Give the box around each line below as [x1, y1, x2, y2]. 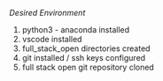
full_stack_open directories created [21, 43, 151, 54]
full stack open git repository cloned [21, 62, 155, 72]
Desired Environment [9, 8, 86, 18]
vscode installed [21, 34, 82, 44]
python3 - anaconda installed [21, 25, 130, 34]
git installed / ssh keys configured [21, 53, 146, 63]
